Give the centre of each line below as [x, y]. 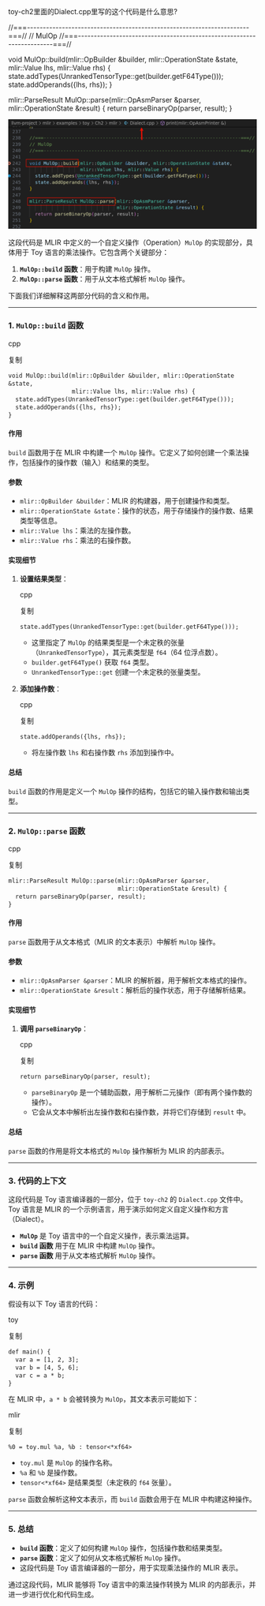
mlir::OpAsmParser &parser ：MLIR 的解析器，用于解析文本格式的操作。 [135, 980]
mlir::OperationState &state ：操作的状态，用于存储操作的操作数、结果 [136, 511]
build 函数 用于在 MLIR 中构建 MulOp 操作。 [89, 1245]
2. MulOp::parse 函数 [47, 831]
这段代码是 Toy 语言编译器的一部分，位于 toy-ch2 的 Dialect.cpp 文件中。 [128, 1199]
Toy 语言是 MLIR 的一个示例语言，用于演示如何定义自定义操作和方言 [119, 1209]
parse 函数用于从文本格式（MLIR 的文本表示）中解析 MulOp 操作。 [114, 942]
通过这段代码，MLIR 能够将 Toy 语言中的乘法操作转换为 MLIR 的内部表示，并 [132, 1584]
